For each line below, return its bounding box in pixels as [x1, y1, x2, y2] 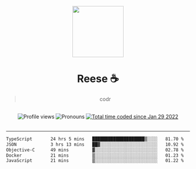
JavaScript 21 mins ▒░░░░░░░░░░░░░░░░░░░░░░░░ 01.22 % [6, 158, 184, 164]
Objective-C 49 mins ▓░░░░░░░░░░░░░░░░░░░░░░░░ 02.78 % [6, 147, 184, 153]
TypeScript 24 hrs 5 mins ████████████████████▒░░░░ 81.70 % [6, 136, 184, 142]
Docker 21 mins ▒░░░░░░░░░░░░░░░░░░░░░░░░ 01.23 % [6, 152, 184, 158]
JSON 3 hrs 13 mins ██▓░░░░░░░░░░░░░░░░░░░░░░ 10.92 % [6, 142, 184, 147]
